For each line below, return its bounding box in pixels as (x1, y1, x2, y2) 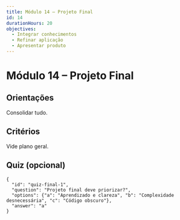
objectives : (6, 25, 36, 32)
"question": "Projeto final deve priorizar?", (11, 187, 131, 193)
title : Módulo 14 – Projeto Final (6, 8, 94, 15)
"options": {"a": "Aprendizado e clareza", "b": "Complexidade (11, 192, 174, 198)
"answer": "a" (11, 202, 47, 209)
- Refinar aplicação (11, 37, 63, 43)
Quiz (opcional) (6, 160, 66, 170)
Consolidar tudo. (6, 108, 48, 116)
